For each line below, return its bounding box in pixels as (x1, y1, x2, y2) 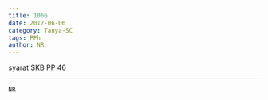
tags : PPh (8, 33, 41, 42)
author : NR (8, 41, 45, 49)
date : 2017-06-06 (8, 19, 66, 27)
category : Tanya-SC (8, 26, 73, 34)
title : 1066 (8, 11, 48, 20)
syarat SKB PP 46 (8, 63, 66, 72)
